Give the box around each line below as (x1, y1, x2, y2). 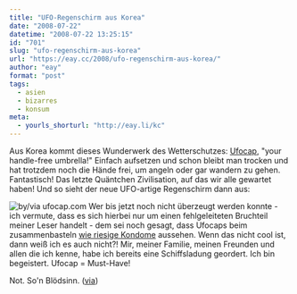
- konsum (17, 105, 50, 113)
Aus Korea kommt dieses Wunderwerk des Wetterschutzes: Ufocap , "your (9, 146, 282, 156)
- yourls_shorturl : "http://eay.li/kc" (17, 122, 166, 130)
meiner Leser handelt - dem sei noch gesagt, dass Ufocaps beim (9, 220, 248, 231)
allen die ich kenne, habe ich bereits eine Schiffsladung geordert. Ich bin (9, 248, 275, 259)
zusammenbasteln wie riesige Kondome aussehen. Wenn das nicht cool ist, (9, 230, 286, 239)
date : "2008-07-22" (9, 21, 82, 30)
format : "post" (9, 71, 66, 80)
